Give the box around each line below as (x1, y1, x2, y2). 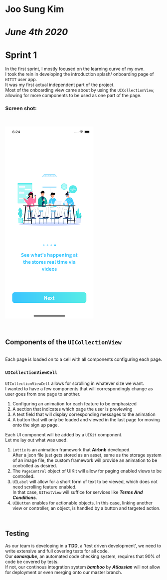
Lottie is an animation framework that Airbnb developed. (12, 446, 131, 452)
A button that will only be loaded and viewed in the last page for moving (12, 416, 160, 422)
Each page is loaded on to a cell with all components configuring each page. (5, 356, 163, 362)
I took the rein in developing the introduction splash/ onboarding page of (5, 71, 154, 77)
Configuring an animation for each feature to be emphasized (12, 400, 137, 406)
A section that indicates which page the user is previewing (12, 406, 133, 412)
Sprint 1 (5, 49, 37, 61)
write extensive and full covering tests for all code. (5, 548, 109, 554)
